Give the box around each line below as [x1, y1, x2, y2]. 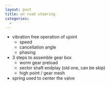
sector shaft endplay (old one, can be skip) [19, 65, 106, 71]
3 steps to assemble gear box [12, 54, 72, 61]
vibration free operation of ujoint [12, 34, 77, 40]
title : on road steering [5, 12, 55, 17]
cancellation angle [19, 44, 56, 50]
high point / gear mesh [19, 70, 65, 76]
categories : [5, 16, 29, 21]
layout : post [5, 7, 32, 12]
